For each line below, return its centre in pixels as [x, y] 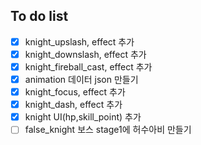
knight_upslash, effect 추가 [79, 41]
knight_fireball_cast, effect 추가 [88, 66]
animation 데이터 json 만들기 [81, 79]
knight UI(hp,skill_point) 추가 [83, 117]
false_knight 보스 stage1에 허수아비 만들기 [108, 130]
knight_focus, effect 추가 [75, 92]
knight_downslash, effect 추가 [85, 54]
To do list [39, 16]
